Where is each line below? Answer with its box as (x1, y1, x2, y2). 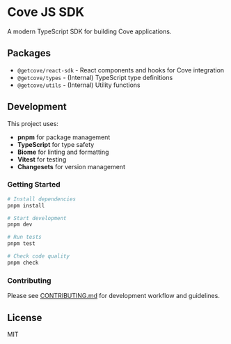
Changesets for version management (17, 162, 125, 171)
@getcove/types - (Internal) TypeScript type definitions (17, 73, 173, 81)
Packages (7, 47, 51, 59)
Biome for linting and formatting (17, 148, 109, 156)
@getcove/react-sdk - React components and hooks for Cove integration (17, 65, 225, 74)
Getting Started (7, 180, 61, 189)
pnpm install (7, 202, 45, 209)
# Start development (7, 214, 67, 221)
